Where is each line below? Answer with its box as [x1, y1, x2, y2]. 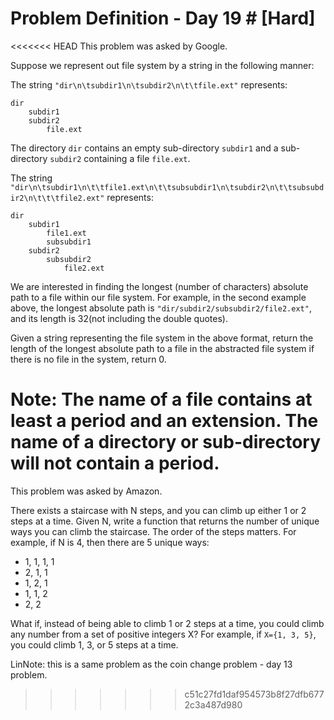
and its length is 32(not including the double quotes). [10, 312, 228, 324]
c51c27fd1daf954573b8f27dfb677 [184, 688, 325, 700]
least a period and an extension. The [10, 410, 319, 432]
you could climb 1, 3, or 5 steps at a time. [10, 638, 179, 651]
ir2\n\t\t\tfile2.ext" [10, 193, 105, 203]
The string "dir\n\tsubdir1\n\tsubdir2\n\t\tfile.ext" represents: [10, 78, 288, 91]
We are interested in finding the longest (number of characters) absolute [10, 280, 309, 292]
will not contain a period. [10, 452, 220, 475]
